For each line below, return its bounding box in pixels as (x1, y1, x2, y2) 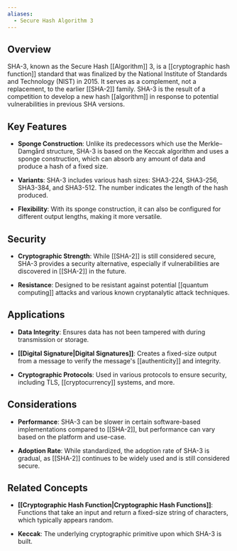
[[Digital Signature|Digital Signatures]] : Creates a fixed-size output (17, 349, 217, 358)
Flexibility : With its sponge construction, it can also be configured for (17, 205, 221, 213)
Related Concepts (7, 481, 89, 494)
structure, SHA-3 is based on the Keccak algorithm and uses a (46, 147, 229, 156)
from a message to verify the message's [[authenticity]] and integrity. (17, 356, 221, 365)
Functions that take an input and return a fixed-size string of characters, (17, 508, 228, 517)
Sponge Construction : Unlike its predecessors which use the (17, 139, 197, 148)
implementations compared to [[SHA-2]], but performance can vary (17, 424, 215, 434)
